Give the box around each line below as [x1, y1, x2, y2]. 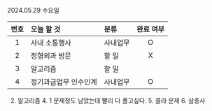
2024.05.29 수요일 [7, 6, 59, 14]
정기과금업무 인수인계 [30, 77, 97, 87]
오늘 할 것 [30, 24, 61, 34]
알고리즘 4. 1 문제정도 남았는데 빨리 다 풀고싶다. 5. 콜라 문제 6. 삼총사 [17, 96, 206, 105]
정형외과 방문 [30, 51, 72, 61]
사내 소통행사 [30, 38, 72, 47]
